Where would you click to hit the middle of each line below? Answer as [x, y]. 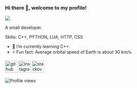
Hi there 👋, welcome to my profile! [46, 8]
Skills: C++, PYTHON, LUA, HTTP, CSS [44, 37]
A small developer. [24, 28]
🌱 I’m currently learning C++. [41, 46]
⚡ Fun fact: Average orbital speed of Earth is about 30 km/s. [72, 52]
